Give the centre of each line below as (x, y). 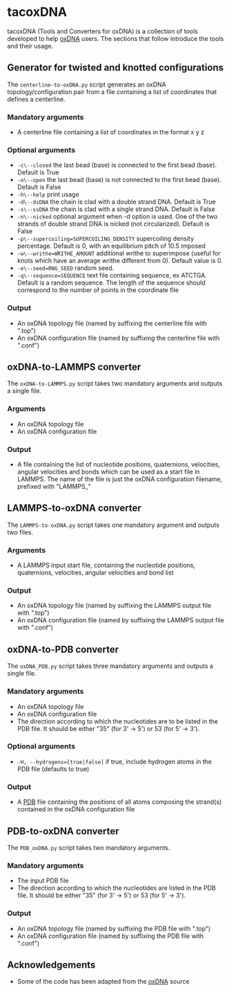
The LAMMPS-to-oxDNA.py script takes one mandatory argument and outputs (113, 525)
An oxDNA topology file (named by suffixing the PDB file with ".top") (114, 928)
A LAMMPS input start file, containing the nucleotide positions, (106, 566)
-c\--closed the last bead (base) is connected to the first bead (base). (117, 165)
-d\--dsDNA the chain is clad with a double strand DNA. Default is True (116, 202)
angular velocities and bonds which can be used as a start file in (108, 472)
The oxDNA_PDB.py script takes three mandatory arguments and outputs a (110, 666)
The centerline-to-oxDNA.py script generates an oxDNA (87, 84)
